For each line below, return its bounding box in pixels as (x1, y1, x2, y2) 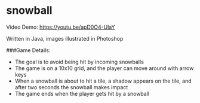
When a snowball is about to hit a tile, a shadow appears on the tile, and (14, 77, 192, 84)
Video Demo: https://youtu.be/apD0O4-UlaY (6, 23, 115, 31)
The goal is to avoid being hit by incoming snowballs (14, 58, 144, 65)
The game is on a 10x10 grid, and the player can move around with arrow (14, 64, 194, 72)
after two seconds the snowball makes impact (14, 83, 128, 90)
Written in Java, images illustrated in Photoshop (6, 35, 124, 42)
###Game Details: (6, 46, 51, 54)
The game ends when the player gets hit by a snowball (14, 90, 150, 97)
